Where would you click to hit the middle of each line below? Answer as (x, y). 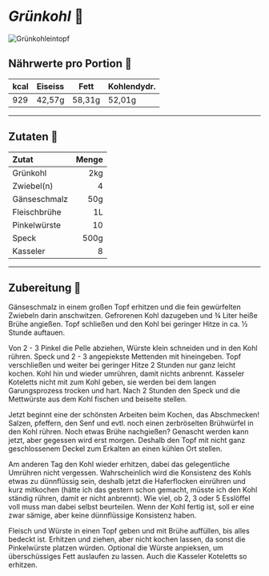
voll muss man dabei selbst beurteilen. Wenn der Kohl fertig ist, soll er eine (131, 507)
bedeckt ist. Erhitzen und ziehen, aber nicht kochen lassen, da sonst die (127, 539)
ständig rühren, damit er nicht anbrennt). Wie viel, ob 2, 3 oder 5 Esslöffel (129, 498)
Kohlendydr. (132, 86)
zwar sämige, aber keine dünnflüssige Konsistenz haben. (102, 515)
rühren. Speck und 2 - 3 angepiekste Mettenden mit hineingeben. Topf (125, 356)
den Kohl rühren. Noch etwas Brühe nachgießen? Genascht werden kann (128, 432)
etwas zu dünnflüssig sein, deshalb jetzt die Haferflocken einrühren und (127, 481)
